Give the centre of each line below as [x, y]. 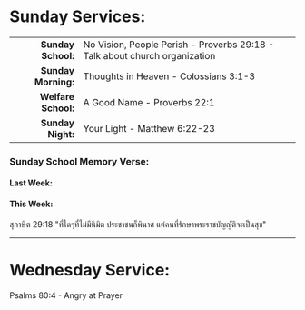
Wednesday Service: [90, 270]
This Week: [31, 204]
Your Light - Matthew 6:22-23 [149, 128]
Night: [61, 134]
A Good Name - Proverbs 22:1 [149, 102]
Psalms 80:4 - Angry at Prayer [66, 295]
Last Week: [31, 183]
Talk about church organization [149, 55]
